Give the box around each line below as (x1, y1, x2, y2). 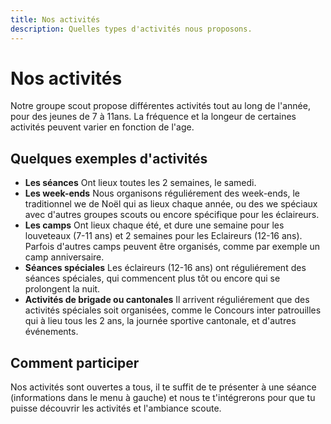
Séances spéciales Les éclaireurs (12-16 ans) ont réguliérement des (24, 262, 307, 274)
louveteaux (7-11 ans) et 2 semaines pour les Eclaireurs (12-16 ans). (24, 230, 303, 242)
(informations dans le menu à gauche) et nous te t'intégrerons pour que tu (10, 392, 316, 404)
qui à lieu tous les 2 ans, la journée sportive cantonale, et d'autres (24, 315, 297, 327)
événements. (24, 326, 79, 338)
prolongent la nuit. (24, 283, 101, 295)
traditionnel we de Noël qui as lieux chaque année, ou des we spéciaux (24, 198, 318, 210)
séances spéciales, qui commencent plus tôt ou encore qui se (24, 272, 281, 285)
